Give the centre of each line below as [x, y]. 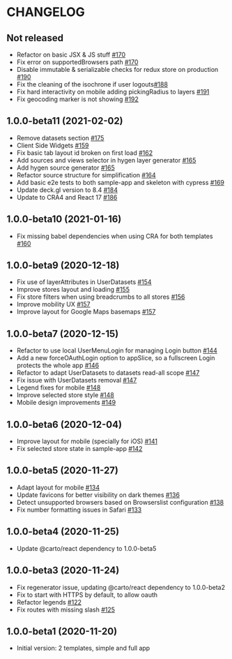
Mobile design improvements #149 [66, 403]
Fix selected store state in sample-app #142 [79, 449]
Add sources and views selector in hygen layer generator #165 [106, 160]
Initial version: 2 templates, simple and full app [83, 648]
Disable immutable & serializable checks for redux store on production [117, 69]
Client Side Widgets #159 [53, 145]
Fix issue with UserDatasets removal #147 [77, 380]
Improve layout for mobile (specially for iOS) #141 [87, 441]
